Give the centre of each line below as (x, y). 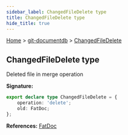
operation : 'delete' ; (44, 103)
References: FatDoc (32, 126)
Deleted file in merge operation (45, 74)
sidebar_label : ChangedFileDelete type (56, 12)
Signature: (20, 86)
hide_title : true (28, 23)
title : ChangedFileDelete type (46, 18)
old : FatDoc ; (34, 108)
